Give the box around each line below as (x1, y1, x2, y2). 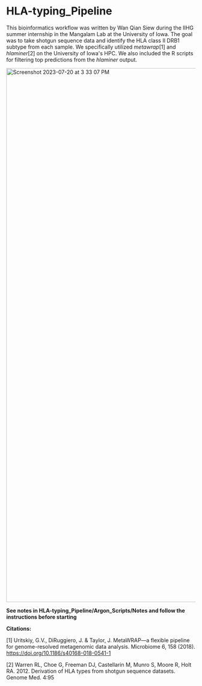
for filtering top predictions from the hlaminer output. (6, 56, 137, 63)
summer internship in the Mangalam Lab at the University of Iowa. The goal (6, 30, 193, 37)
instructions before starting (6, 613, 77, 620)
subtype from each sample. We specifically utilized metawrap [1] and (6, 43, 176, 51)
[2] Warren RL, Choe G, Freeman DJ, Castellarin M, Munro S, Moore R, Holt (6, 661, 192, 668)
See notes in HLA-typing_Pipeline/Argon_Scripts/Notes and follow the (6, 607, 185, 614)
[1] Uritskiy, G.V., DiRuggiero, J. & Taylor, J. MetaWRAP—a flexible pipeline (6, 636, 190, 644)
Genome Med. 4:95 (6, 673, 55, 681)
